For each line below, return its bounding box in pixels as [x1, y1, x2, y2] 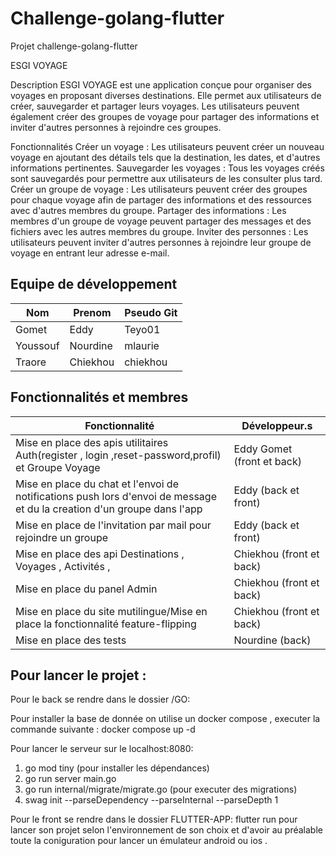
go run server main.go [24, 773, 117, 785]
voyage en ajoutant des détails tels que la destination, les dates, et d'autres [10, 151, 321, 163]
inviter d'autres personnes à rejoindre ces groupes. [10, 121, 222, 133]
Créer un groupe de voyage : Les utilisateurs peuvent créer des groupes [10, 183, 308, 195]
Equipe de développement [10, 276, 178, 293]
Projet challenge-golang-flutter [10, 40, 138, 52]
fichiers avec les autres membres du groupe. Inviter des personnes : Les [10, 225, 309, 237]
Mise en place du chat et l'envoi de [15, 477, 179, 491]
